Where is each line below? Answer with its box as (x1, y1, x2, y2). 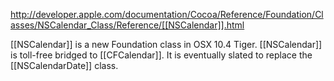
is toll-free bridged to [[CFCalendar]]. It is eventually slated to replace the (10, 49, 313, 61)
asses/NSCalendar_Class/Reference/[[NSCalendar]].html (10, 19, 245, 31)
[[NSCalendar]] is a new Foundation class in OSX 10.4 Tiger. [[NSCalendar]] (10, 39, 323, 50)
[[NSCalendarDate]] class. (10, 60, 119, 71)
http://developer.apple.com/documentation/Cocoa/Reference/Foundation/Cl (10, 9, 324, 20)
